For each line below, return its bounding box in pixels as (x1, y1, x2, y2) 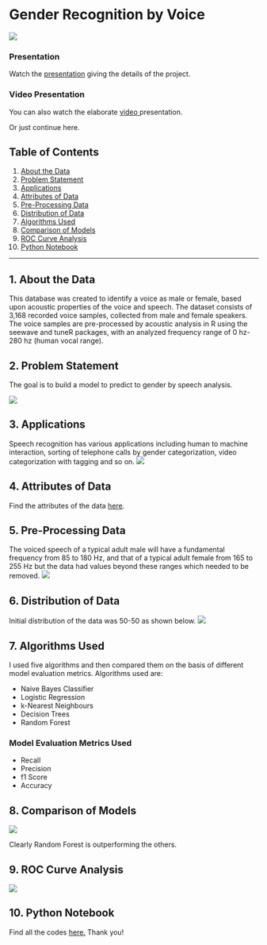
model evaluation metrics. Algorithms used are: (9, 669, 163, 678)
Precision (20, 764, 51, 774)
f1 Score (20, 772, 48, 782)
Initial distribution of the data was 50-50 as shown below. (9, 617, 196, 626)
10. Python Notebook (9, 906, 115, 920)
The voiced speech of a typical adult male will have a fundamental (9, 545, 225, 555)
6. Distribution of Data (9, 594, 120, 608)
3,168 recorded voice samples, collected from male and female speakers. (9, 311, 248, 321)
